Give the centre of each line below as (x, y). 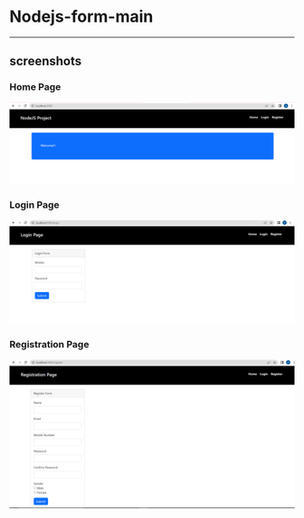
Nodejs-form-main (81, 17)
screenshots (46, 61)
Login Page (35, 204)
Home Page (35, 87)
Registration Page (49, 345)
